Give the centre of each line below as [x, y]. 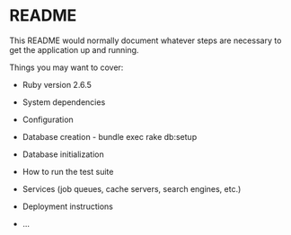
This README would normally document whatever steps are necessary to [145, 40]
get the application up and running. [74, 49]
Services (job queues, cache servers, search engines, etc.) [132, 188]
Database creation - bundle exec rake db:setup [110, 136]
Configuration [48, 119]
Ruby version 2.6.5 [57, 84]
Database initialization [63, 154]
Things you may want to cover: [66, 67]
